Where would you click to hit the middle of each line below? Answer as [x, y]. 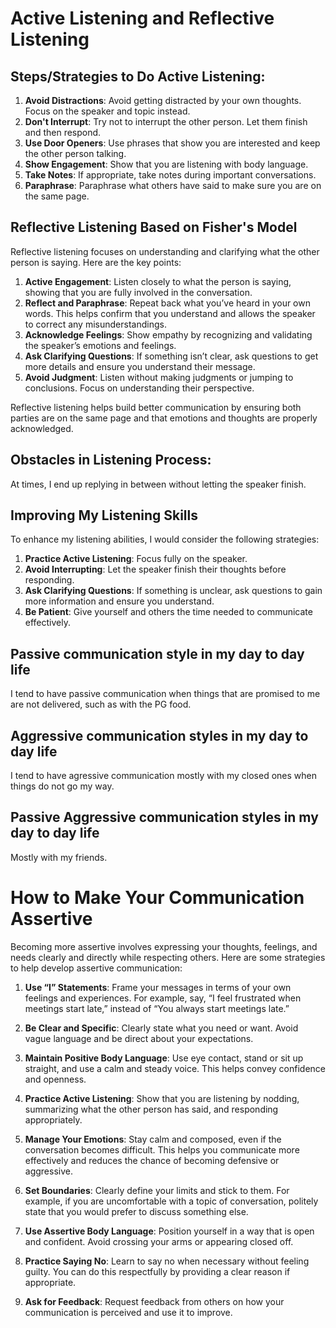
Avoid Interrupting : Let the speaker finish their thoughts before [155, 569]
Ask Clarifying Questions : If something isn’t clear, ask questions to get [171, 356]
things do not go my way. [62, 786]
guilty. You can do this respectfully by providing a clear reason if [157, 1271]
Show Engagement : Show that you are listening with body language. [166, 164]
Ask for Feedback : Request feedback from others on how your [154, 1301]
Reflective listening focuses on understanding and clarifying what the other [165, 251]
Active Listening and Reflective [142, 18]
